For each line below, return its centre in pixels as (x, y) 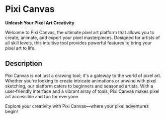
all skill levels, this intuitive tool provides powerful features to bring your (79, 42)
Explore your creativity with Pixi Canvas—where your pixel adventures (77, 106)
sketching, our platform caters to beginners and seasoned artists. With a (79, 86)
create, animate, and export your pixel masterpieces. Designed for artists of (83, 38)
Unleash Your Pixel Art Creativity (40, 23)
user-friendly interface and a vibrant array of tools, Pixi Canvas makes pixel (82, 91)
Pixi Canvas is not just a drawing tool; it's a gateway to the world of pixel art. (83, 76)
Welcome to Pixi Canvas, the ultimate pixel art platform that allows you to (80, 32)
